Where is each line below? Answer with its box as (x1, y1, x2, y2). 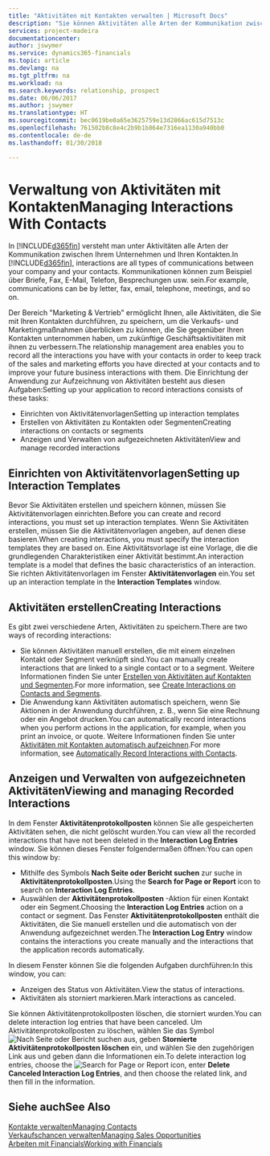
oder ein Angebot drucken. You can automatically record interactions (19, 715, 247, 724)
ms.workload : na (8, 79, 63, 87)
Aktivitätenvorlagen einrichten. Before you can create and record (8, 509, 221, 519)
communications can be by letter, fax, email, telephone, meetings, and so (8, 284, 251, 293)
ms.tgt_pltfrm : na (8, 72, 70, 80)
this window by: (8, 852, 61, 862)
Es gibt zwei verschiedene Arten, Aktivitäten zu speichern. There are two (8, 622, 247, 632)
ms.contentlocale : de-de (8, 131, 92, 139)
